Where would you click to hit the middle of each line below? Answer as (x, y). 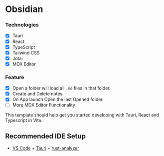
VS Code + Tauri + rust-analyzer (46, 148)
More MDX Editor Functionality (44, 105)
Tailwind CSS (26, 52)
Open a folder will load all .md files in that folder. (61, 88)
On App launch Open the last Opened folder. (58, 99)
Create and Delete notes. (38, 94)
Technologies (22, 25)
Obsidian (24, 9)
